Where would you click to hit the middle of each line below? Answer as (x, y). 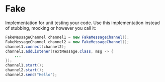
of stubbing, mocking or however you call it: (51, 28)
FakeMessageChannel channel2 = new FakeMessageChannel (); (67, 42)
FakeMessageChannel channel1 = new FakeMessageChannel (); (67, 37)
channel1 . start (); (24, 65)
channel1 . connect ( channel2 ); (36, 47)
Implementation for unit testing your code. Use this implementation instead (82, 23)
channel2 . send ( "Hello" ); (31, 74)
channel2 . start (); (24, 70)
